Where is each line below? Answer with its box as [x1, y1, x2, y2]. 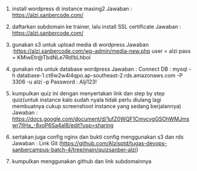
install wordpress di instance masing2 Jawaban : [11, 5, 132, 12]
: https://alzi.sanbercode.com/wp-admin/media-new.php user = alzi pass [11, 47, 191, 55]
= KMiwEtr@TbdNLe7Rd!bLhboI [11, 54, 91, 61]
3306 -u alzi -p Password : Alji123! [11, 78, 97, 85]
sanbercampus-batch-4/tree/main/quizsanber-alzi [11, 146, 137, 153]
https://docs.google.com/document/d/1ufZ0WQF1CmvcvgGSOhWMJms [11, 115, 190, 122]
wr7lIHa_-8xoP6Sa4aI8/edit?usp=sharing [11, 122, 114, 128]
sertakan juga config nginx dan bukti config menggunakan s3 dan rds [11, 133, 184, 140]
